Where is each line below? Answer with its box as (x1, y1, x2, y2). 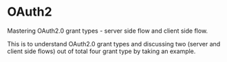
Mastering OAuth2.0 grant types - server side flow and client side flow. (7, 27, 208, 35)
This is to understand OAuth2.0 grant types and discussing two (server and (7, 40, 221, 48)
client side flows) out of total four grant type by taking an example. (7, 47, 196, 55)
